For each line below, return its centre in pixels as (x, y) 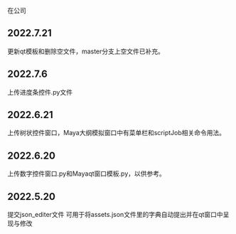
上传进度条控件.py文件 (40, 92)
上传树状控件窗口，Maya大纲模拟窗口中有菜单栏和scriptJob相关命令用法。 (117, 133)
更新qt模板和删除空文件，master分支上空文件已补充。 (86, 51)
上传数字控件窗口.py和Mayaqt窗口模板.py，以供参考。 (86, 174)
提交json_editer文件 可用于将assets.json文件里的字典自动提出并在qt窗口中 (116, 215)
